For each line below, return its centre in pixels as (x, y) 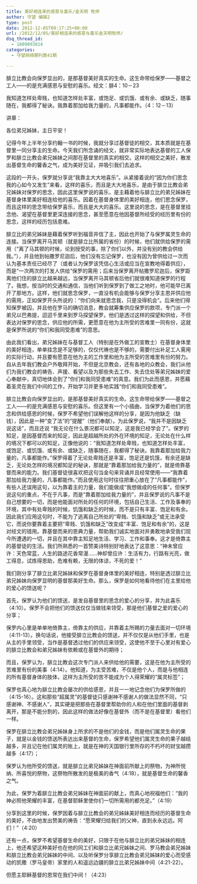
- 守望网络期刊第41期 (34, 55)
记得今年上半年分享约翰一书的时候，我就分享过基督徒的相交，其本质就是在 (96, 142)
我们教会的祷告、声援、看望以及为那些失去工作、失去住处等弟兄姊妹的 (101, 371)
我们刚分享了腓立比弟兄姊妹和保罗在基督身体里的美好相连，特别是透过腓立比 (98, 573)
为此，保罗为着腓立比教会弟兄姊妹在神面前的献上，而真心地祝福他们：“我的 (97, 793)
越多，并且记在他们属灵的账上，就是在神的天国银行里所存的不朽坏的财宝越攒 (98, 746)
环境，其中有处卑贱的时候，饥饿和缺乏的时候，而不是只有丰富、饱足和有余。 (98, 509)
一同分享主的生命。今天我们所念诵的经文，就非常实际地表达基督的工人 (101, 150)
